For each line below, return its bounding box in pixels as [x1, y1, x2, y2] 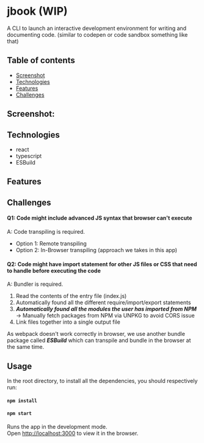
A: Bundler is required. [7, 280, 64, 288]
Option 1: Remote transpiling [15, 240, 87, 247]
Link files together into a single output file [15, 318, 121, 326]
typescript [15, 152, 42, 160]
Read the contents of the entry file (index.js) [15, 292, 127, 300]
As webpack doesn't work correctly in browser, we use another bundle [7, 330, 186, 338]
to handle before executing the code [7, 267, 101, 274]
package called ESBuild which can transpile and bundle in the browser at [7, 337, 191, 344]
